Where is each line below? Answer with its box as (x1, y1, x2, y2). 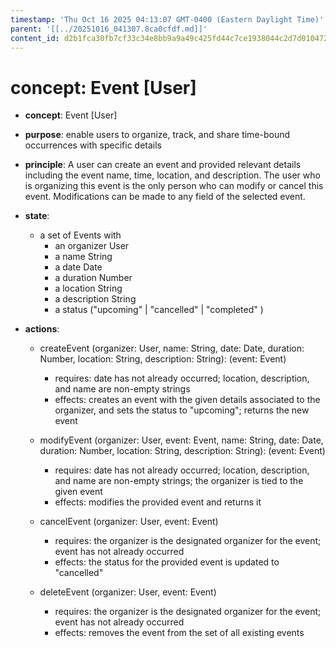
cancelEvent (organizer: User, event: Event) (39, 516, 219, 528)
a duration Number (54, 272, 133, 284)
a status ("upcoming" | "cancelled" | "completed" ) (54, 304, 264, 316)
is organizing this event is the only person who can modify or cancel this (24, 180, 324, 192)
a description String (54, 293, 137, 305)
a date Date (54, 261, 103, 273)
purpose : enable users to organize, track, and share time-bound (24, 129, 291, 141)
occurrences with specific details (24, 139, 162, 151)
